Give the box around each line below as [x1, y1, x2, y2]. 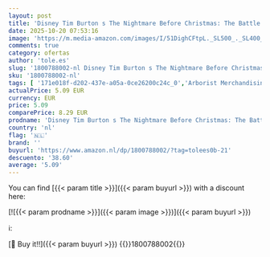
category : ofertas [8, 49, 70, 57]
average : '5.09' [8, 161, 63, 169]
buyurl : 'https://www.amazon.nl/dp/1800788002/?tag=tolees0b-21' [8, 146, 231, 154]
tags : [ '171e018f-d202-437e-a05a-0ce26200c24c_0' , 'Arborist [8, 79, 218, 87]
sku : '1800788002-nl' [8, 71, 81, 80]
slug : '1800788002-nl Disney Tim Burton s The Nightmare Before [8, 64, 228, 72]
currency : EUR [8, 94, 56, 102]
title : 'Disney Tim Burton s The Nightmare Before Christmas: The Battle [8, 19, 261, 27]
